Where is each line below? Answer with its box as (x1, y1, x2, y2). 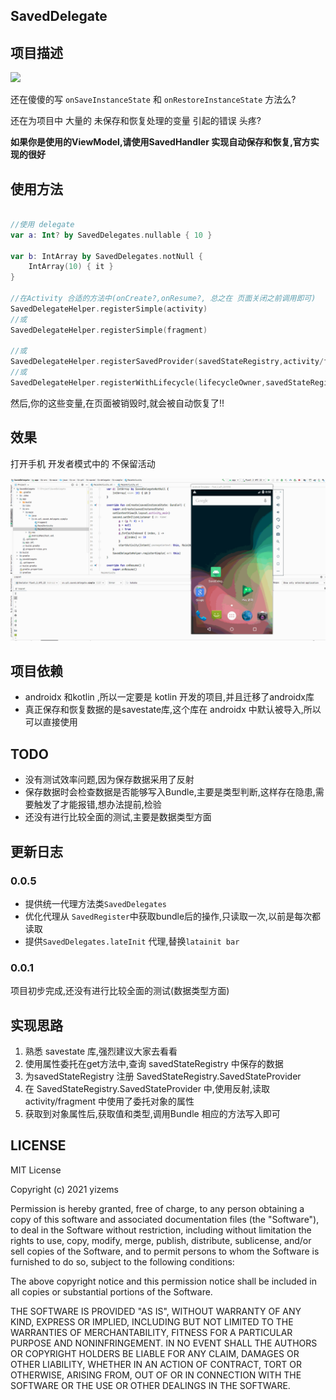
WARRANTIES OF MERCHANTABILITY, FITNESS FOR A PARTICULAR (10, 1326, 293, 1338)
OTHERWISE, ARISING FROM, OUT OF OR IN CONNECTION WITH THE (10, 1369, 302, 1381)
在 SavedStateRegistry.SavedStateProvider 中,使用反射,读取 (24, 1083, 270, 1094)
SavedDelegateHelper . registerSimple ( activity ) (10, 304, 208, 314)
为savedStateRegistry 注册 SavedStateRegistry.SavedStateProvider (24, 1070, 302, 1082)
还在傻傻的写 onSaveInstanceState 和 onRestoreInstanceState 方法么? (10, 94, 297, 106)
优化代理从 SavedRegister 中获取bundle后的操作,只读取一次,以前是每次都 (24, 910, 322, 922)
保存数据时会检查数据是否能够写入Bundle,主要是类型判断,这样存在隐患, (24, 786, 316, 798)
